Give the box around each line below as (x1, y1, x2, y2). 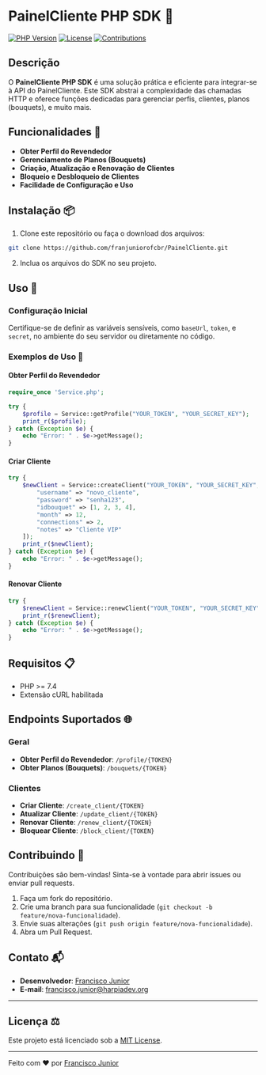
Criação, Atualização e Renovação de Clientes (19, 163, 176, 172)
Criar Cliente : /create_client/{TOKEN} (19, 801, 145, 810)
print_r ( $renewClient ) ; (22, 611, 101, 619)
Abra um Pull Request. (19, 927, 93, 937)
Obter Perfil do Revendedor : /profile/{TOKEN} (19, 755, 173, 764)
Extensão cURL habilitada (19, 690, 104, 699)
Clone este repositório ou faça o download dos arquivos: (19, 229, 205, 238)
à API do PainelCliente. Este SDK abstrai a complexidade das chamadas (8, 85, 241, 95)
